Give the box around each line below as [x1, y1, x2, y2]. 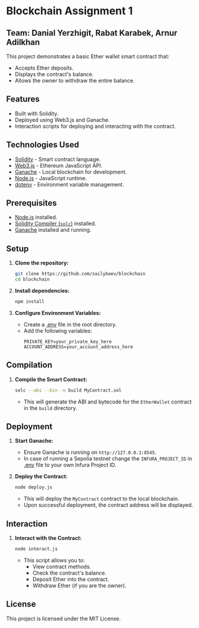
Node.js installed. [14, 214, 58, 221]
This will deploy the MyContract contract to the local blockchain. [23, 495, 179, 503]
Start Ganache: [14, 437, 53, 444]
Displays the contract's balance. [14, 71, 94, 78]
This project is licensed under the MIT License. [6, 615, 121, 622]
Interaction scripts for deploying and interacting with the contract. [14, 122, 176, 130]
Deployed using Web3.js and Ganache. [14, 116, 110, 123]
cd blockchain [14, 276, 50, 283]
